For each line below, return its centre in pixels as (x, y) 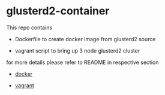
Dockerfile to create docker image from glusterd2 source (85, 39)
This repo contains (29, 27)
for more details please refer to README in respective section (82, 62)
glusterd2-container (58, 11)
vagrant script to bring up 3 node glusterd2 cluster (77, 50)
